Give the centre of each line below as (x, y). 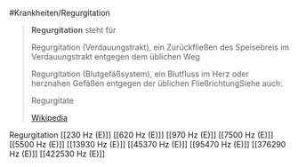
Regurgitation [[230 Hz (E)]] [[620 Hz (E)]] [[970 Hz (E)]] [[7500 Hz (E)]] (141, 135)
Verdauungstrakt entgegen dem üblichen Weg (115, 56)
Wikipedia (49, 118)
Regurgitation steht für (73, 30)
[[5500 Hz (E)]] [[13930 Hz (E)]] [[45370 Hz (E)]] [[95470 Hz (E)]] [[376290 (148, 144)
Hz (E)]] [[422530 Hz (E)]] (57, 154)
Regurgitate (52, 100)
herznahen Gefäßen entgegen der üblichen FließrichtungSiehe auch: (157, 83)
